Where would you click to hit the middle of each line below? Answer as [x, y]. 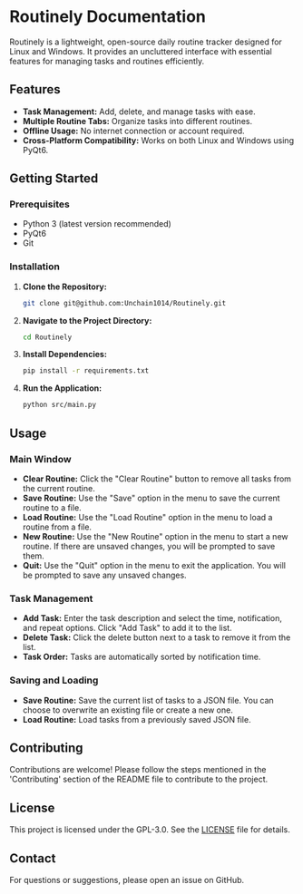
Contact [33, 858]
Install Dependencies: [64, 355]
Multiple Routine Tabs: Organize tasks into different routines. [137, 121]
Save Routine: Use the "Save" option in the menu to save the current [151, 498]
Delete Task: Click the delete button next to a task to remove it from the [156, 637]
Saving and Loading [54, 680]
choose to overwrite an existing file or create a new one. [127, 710]
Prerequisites [39, 204]
